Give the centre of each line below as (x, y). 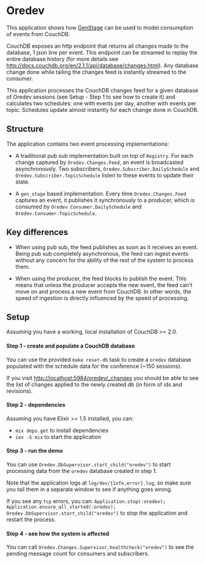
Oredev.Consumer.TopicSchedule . (56, 213)
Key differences (37, 232)
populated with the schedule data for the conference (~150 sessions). (94, 366)
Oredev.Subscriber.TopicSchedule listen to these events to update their (104, 175)
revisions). (20, 391)
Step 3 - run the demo (35, 451)
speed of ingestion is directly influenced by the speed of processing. (102, 298)
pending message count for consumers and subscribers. (78, 554)
